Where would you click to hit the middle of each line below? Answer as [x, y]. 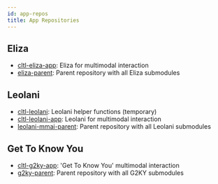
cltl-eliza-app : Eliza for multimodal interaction [83, 65]
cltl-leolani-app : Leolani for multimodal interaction [89, 119]
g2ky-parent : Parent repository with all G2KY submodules [100, 173]
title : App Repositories [43, 20]
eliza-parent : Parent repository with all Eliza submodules [99, 73]
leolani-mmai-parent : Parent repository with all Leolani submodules [114, 127]
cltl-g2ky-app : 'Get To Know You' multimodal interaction [98, 165]
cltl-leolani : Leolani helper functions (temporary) [87, 112]
